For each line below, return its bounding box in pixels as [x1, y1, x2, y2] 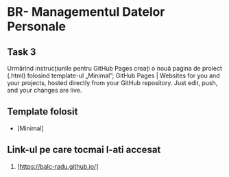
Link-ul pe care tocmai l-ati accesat [7, 144, 161, 156]
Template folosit [7, 106, 78, 117]
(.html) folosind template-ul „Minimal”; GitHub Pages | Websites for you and [7, 71, 221, 80]
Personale [7, 19, 67, 34]
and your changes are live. [7, 86, 82, 94]
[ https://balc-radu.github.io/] [16, 162, 99, 170]
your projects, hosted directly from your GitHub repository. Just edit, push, [7, 79, 218, 86]
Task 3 [7, 46, 36, 58]
